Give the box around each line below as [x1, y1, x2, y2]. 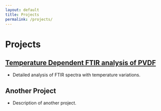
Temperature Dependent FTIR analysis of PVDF [5, 59, 156, 67]
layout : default [5, 7, 39, 13]
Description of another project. [12, 100, 76, 106]
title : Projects [5, 12, 39, 17]
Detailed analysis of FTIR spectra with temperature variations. [12, 72, 141, 78]
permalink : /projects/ [5, 17, 53, 22]
